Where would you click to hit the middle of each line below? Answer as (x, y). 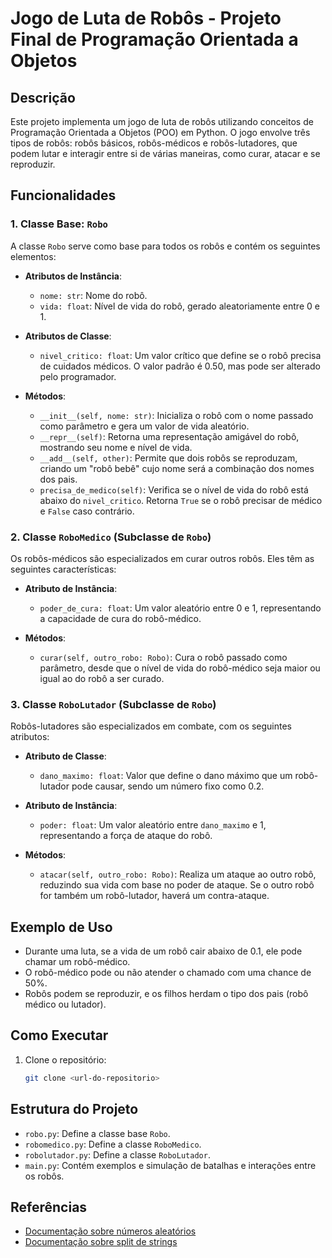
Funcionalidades (63, 195)
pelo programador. (78, 376)
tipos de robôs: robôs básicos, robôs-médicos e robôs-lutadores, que (154, 143)
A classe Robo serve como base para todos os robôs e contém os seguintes (165, 246)
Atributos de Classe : (68, 336)
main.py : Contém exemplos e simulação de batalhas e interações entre (170, 1165)
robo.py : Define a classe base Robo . (97, 1133)
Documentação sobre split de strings (101, 1242)
